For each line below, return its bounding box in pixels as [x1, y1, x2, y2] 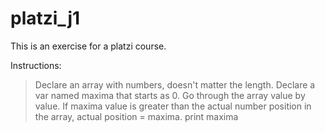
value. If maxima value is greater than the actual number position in [34, 100, 312, 112]
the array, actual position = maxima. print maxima [34, 110, 239, 122]
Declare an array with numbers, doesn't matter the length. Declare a [34, 78, 316, 91]
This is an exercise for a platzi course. [10, 40, 167, 52]
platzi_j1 [10, 7, 81, 30]
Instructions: [10, 59, 62, 71]
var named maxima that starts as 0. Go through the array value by [34, 89, 306, 101]
